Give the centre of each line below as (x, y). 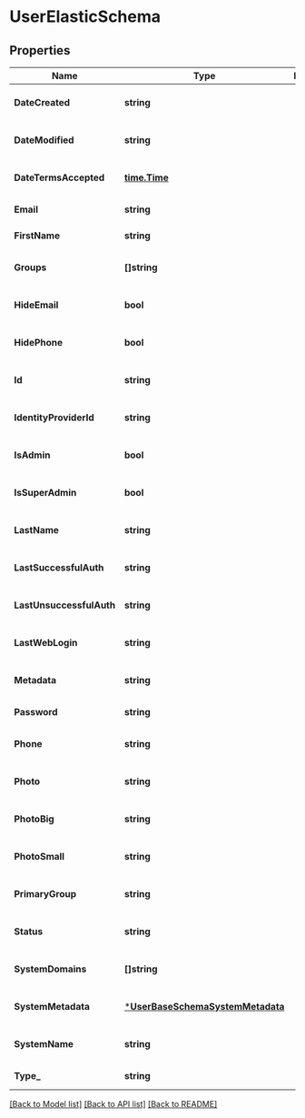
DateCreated (42, 102)
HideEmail (36, 305)
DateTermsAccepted (59, 177)
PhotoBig (34, 819)
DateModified (44, 140)
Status (29, 932)
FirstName (37, 236)
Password (36, 712)
